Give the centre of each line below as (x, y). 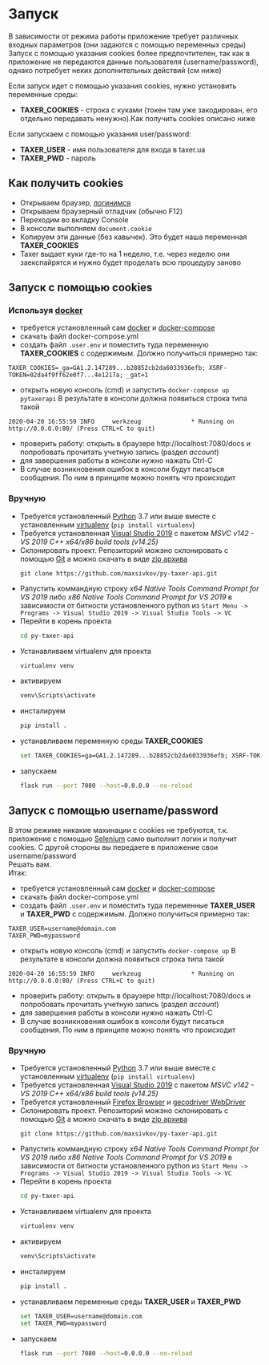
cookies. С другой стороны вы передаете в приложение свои (113, 847)
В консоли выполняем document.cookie (86, 228)
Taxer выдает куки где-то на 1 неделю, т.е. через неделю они (125, 254)
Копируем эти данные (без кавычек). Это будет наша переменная (133, 237)
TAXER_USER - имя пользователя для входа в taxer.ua (112, 149)
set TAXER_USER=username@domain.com (81, 1316)
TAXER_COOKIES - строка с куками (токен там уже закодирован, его (139, 110)
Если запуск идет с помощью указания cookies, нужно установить (122, 86)
